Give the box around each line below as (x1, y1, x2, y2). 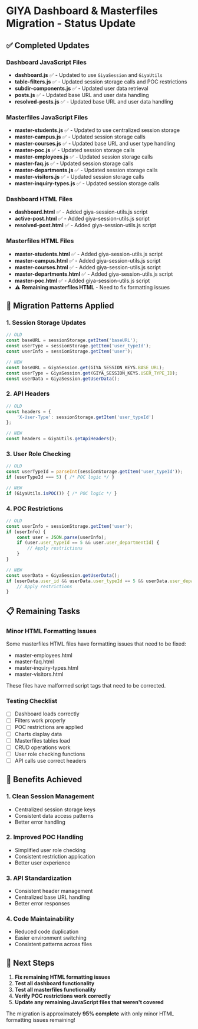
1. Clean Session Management (6, 792, 94, 801)
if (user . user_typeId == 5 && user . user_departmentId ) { (16, 540, 160, 546)
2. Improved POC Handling (6, 833, 84, 841)
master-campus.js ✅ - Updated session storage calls (14, 133, 146, 140)
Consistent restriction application (14, 853, 95, 860)
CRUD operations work (14, 744, 71, 751)
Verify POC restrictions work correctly (14, 992, 111, 999)
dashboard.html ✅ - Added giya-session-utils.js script (14, 208, 148, 215)
